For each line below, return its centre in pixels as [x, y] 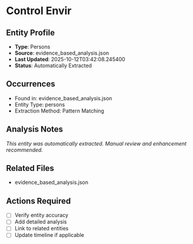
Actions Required [39, 201]
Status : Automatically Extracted [53, 65]
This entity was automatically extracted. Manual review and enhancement [96, 143]
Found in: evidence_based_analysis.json [63, 98]
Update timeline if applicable [49, 235]
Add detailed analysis [41, 222]
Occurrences [31, 84]
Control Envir [39, 11]
